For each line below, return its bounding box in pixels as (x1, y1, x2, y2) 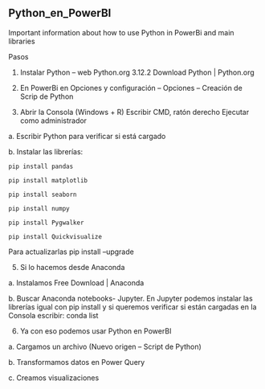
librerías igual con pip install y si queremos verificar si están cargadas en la (8, 301, 257, 312)
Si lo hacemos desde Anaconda (19, 262, 125, 272)
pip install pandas (8, 162, 74, 170)
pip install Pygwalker (8, 219, 84, 227)
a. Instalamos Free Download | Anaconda (8, 277, 145, 288)
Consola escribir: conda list (8, 310, 99, 320)
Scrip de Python (19, 92, 74, 101)
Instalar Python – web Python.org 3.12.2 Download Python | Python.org (19, 68, 255, 77)
